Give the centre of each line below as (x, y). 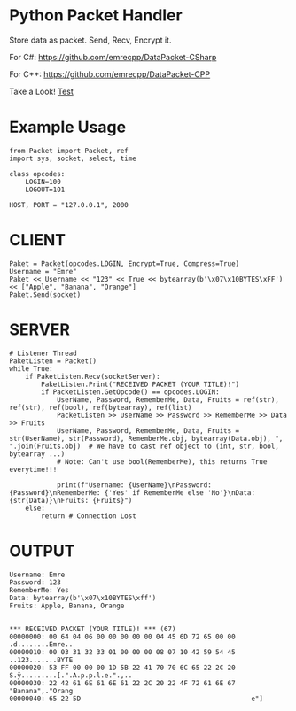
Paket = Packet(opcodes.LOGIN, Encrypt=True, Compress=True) (125, 263)
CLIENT (38, 240)
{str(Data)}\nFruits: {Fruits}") (71, 500)
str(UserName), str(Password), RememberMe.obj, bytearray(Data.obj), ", (146, 438)
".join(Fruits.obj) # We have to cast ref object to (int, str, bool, (144, 446)
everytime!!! (33, 469)
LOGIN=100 (43, 182)
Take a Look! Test (41, 91)
